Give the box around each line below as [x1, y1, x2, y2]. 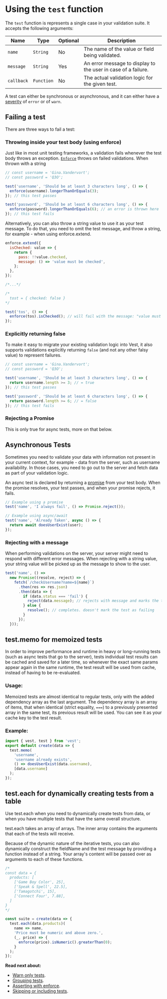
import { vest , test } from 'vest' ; [5, 739, 81, 744]
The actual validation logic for [83, 74, 153, 81]
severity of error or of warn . [5, 98, 62, 104]
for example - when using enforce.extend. [5, 231, 91, 237]
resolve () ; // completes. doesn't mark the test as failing [27, 608, 155, 613]
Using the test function [5, 3, 103, 15]
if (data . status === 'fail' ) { [23, 594, 88, 599]
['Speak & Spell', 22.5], [14, 884, 68, 889]
